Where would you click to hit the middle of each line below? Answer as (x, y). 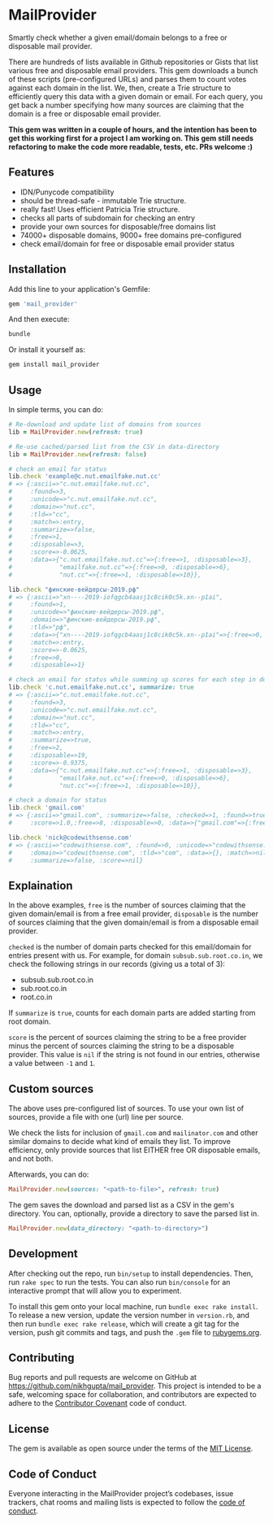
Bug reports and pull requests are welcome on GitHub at (103, 1377)
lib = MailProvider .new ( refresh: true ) (76, 432)
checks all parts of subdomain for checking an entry (108, 218)
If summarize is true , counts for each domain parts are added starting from (132, 1013)
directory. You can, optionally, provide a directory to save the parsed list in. (134, 1213)
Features (31, 172)
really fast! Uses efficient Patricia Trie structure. (100, 209)
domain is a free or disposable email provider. (85, 113)
